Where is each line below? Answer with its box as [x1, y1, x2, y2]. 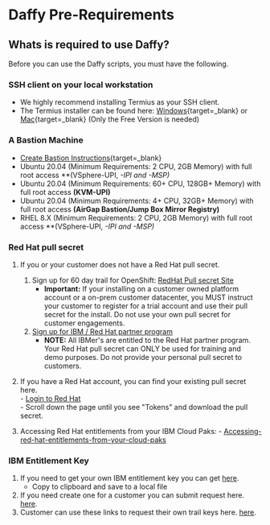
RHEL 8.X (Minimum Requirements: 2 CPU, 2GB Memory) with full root [19, 213, 253, 222]
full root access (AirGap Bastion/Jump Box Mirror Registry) [19, 204, 220, 214]
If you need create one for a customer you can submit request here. [19, 490, 245, 500]
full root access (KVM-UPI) [19, 187, 111, 196]
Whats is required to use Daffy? [8, 38, 170, 52]
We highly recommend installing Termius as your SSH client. [19, 97, 220, 107]
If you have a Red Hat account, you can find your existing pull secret [19, 376, 247, 386]
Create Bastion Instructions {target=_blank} [19, 153, 162, 163]
